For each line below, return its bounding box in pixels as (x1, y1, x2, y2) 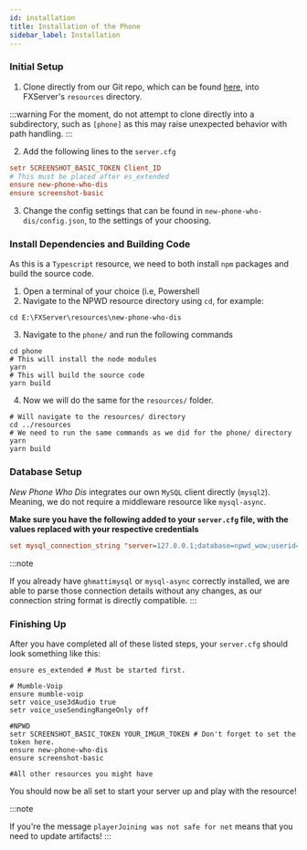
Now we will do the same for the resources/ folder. (22, 394, 214, 406)
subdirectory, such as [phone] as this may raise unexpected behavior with (9, 118, 288, 129)
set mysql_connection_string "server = (9, 540, 157, 551)
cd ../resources (9, 421, 71, 430)
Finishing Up (9, 617, 67, 630)
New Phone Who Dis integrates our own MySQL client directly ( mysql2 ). (9, 486, 271, 498)
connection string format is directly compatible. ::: (9, 594, 197, 605)
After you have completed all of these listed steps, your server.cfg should (9, 638, 289, 649)
